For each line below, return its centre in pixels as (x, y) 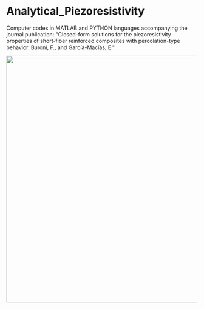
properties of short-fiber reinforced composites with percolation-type (93, 41)
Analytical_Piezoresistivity (75, 11)
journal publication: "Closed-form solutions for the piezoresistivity (89, 34)
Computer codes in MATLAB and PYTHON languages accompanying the (97, 28)
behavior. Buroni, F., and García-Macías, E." (61, 47)
